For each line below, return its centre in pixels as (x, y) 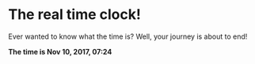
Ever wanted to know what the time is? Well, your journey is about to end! (128, 36)
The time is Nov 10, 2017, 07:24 (60, 51)
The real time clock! (74, 15)
